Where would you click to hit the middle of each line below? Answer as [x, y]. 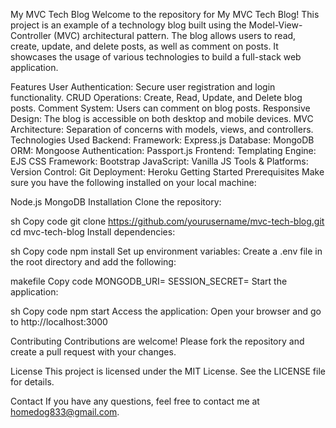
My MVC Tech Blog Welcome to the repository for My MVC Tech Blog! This [165, 14]
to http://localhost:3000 [59, 322]
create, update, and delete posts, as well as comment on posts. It [144, 46]
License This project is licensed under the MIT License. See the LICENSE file [168, 371]
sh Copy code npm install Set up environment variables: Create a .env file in [166, 251]
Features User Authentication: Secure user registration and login [143, 87]
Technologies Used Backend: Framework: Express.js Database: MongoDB [162, 140]
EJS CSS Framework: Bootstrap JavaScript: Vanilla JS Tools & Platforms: [159, 161]
